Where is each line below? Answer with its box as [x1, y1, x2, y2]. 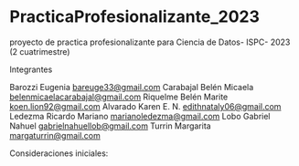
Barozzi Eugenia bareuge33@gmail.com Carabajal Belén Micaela [9, 81, 254, 92]
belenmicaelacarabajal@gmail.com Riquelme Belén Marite [9, 91, 229, 102]
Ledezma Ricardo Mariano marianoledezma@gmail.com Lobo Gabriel [9, 110, 271, 121]
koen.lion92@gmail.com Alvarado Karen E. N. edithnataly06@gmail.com [9, 100, 282, 111]
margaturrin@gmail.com [9, 130, 101, 140]
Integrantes [9, 64, 53, 75]
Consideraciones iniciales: [9, 148, 109, 159]
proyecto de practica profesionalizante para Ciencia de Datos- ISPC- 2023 [9, 36, 291, 47]
